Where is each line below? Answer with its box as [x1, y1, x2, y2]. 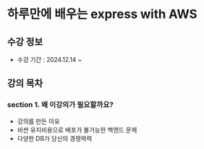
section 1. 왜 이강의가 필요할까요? [7, 100, 114, 110]
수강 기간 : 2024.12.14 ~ [17, 56, 83, 63]
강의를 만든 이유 [17, 117, 60, 125]
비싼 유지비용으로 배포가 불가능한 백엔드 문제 [17, 126, 138, 134]
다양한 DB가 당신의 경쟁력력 [17, 134, 92, 142]
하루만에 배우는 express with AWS [7, 6, 198, 22]
